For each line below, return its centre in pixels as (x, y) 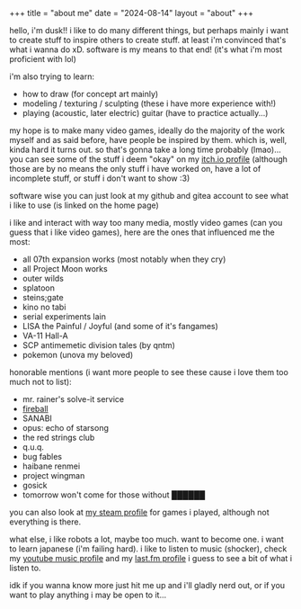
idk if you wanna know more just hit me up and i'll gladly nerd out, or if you (147, 585)
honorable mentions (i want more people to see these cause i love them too (149, 372)
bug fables (42, 457)
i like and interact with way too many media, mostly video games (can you (146, 223)
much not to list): (40, 382)
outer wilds (43, 278)
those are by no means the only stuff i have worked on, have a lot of (135, 169)
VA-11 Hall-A (45, 336)
